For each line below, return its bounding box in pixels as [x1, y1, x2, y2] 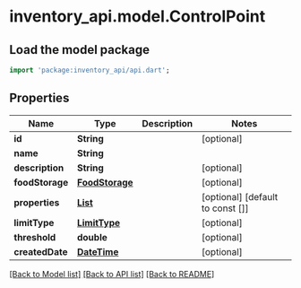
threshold [13, 231, 56, 243]
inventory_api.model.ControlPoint [9, 6, 266, 27]
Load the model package [9, 42, 150, 57]
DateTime [76, 245, 119, 257]
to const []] [201, 202, 249, 214]
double [76, 231, 107, 243]
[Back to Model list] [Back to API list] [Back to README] [9, 268, 215, 279]
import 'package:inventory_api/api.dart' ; [9, 65, 170, 74]
